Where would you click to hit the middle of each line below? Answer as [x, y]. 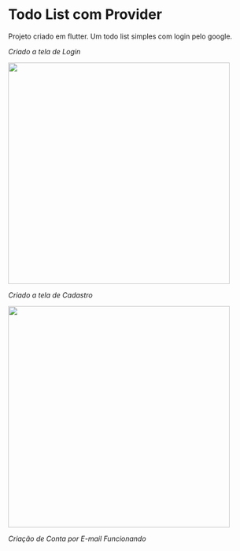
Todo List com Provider [85, 15]
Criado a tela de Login [44, 51]
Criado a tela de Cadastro [50, 295]
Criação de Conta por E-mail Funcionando [78, 538]
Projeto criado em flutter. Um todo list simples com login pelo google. [120, 36]
